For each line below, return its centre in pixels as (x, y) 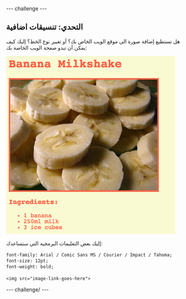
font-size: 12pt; (27, 261)
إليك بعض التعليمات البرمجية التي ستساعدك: (54, 243)
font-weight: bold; (30, 266)
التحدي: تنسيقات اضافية (45, 27)
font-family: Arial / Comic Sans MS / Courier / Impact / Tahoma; (89, 255)
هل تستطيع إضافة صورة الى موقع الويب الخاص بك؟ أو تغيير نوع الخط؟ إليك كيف (93, 41)
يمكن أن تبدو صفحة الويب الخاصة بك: (46, 47)
